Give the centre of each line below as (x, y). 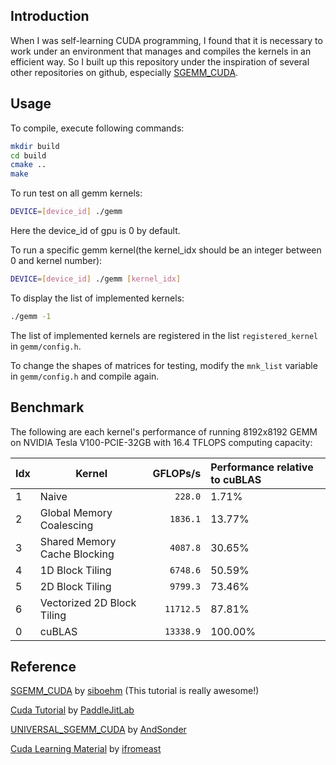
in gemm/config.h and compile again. (85, 376)
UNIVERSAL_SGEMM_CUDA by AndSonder (98, 730)
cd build (28, 155)
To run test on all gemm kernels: (76, 193)
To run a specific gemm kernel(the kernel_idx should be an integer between (166, 250)
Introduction (50, 16)
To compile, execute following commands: (97, 128)
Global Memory (76, 512)
